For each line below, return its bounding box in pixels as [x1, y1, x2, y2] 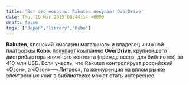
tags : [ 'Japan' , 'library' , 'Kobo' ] [6, 25, 92, 31]
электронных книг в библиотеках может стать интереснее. [6, 72, 156, 79]
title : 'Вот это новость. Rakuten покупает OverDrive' [6, 8, 144, 15]
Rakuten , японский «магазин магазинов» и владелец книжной [6, 41, 164, 48]
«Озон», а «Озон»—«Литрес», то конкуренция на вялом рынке [6, 66, 165, 73]
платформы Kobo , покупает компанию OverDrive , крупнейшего [6, 47, 167, 55]
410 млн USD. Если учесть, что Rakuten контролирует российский [6, 60, 173, 67]
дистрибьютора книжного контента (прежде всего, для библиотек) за [6, 53, 183, 60]
